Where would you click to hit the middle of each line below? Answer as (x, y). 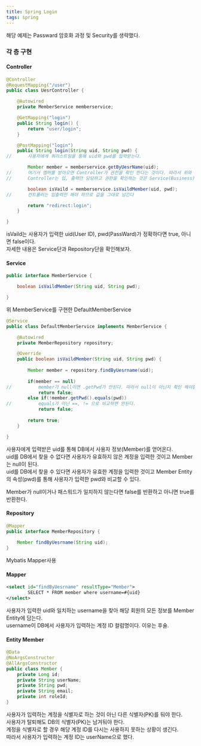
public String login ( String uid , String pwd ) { (77, 151)
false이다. (24, 242)
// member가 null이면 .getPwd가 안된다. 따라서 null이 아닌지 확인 (94, 387)
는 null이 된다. (22, 464)
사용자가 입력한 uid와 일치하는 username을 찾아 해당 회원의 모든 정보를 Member (100, 610)
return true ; (44, 420)
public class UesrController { (45, 90)
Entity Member (25, 639)
